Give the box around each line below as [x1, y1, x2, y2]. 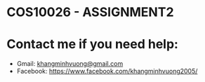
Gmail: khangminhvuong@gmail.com [16, 60, 124, 68]
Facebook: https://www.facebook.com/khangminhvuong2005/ [16, 67, 198, 76]
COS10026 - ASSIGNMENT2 [6, 4, 174, 20]
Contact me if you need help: [6, 36, 178, 53]
